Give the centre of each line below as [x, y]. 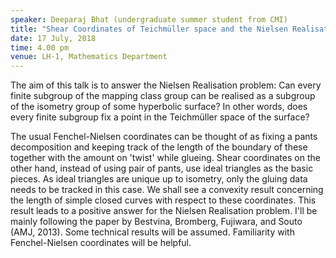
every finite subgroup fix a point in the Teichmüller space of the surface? [160, 117]
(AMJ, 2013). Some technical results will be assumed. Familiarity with [152, 232]
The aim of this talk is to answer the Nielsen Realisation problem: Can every [166, 85]
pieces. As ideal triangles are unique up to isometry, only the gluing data [159, 179]
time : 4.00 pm [40, 47]
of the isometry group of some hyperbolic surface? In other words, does [159, 107]
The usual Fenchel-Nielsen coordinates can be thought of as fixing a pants [164, 137]
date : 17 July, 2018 [53, 38]
